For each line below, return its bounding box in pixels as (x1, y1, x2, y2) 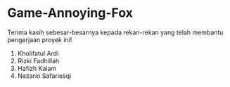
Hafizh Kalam (17, 64, 57, 72)
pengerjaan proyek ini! (7, 35, 72, 43)
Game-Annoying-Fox (7, 5, 134, 21)
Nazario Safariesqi (17, 72, 72, 80)
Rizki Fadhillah (17, 56, 60, 65)
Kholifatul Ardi (17, 49, 59, 58)
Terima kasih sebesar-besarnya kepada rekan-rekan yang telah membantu (7, 28, 224, 36)
